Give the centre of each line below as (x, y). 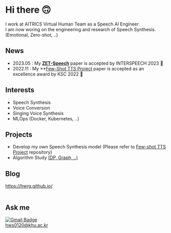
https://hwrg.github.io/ (29, 186)
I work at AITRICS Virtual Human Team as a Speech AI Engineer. (73, 24)
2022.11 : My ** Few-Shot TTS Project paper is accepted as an (78, 68)
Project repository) (32, 152)
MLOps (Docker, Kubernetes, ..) (46, 118)
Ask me (18, 207)
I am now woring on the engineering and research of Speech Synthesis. (81, 29)
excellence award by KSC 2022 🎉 (48, 74)
